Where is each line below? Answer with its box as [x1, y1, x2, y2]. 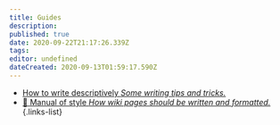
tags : [9, 46, 29, 55]
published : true [9, 29, 70, 38]
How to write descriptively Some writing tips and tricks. [21, 87, 226, 98]
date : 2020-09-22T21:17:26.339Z [9, 37, 129, 47]
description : [9, 21, 58, 30]
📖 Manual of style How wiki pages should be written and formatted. [21, 96, 271, 107]
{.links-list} [21, 106, 63, 117]
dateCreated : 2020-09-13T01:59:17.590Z [9, 63, 158, 72]
